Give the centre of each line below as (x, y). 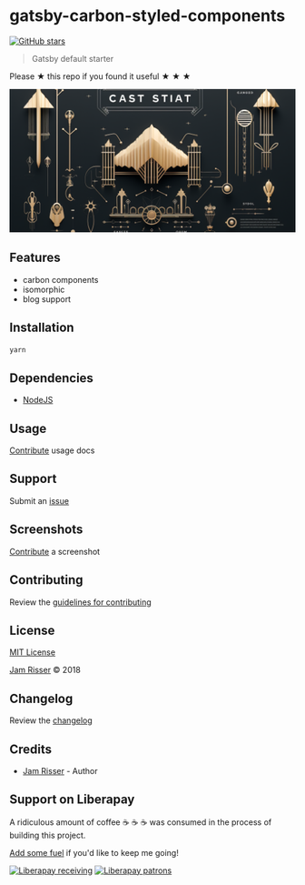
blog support (46, 299)
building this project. (48, 835)
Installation (42, 328)
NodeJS (38, 400)
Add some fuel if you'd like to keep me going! (94, 852)
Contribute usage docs (52, 450)
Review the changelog (51, 720)
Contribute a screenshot (55, 551)
